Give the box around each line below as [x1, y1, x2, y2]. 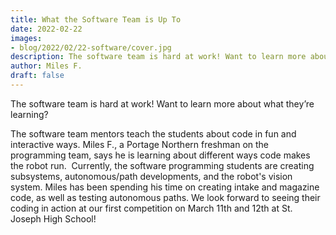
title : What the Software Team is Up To [10, 14, 182, 25]
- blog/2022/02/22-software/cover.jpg [10, 42, 172, 53]
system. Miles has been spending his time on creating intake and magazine [10, 181, 320, 193]
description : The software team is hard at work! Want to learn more [10, 52, 307, 62]
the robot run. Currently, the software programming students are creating [10, 159, 315, 171]
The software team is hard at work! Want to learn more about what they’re [10, 97, 315, 110]
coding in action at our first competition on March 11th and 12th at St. [10, 202, 293, 214]
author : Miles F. [10, 61, 83, 71]
